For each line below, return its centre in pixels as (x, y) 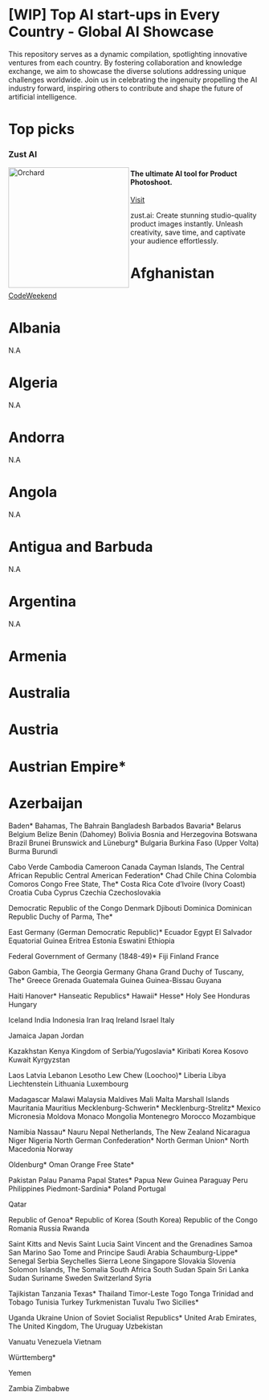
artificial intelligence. (43, 96)
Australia (39, 693)
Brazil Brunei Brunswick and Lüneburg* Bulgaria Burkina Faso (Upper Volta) (134, 843)
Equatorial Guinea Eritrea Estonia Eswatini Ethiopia (92, 941)
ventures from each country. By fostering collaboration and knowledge (125, 63)
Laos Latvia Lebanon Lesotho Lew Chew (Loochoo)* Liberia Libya (117, 1075)
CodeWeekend (33, 296)
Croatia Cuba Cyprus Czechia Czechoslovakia (85, 892)
